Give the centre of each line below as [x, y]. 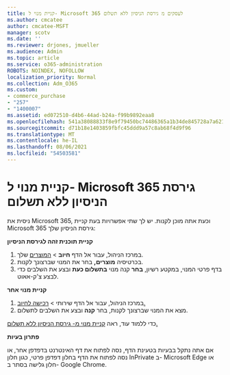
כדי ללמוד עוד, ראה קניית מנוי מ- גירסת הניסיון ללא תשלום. [82, 323]
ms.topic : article [33, 58]
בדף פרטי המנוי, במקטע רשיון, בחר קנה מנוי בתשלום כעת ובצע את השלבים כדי [119, 269]
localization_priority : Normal [52, 77]
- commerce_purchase [37, 96]
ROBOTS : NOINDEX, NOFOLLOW [46, 70]
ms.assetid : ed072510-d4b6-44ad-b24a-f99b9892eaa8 [81, 115]
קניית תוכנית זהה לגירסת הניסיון [50, 241]
